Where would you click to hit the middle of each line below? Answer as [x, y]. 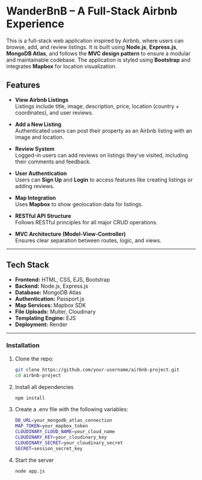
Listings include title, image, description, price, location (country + [97, 106]
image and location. [39, 137]
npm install [30, 398]
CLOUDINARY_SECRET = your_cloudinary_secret [69, 443]
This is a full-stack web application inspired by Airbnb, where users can [95, 40]
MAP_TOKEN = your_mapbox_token [51, 426]
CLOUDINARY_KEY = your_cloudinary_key [61, 437]
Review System [35, 148]
